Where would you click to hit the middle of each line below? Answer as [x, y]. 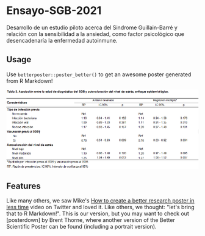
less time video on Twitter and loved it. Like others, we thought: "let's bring [100, 207]
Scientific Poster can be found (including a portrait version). [81, 227]
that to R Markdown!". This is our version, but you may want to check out [98, 213]
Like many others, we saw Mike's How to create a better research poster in [100, 201]
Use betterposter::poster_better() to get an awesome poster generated [99, 74]
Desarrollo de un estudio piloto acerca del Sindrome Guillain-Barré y [92, 27]
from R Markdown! [30, 80]
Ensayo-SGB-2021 [54, 11]
